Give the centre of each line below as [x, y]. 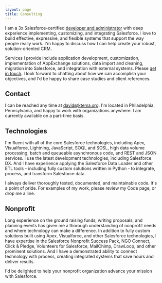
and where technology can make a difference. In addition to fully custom [78, 231]
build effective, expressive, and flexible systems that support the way [75, 38]
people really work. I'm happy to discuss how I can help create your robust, [81, 43]
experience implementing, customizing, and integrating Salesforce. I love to [81, 33]
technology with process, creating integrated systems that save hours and [80, 256]
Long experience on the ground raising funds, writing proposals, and [74, 220]
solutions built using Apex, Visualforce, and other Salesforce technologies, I [81, 235]
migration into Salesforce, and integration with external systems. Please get [81, 68]
